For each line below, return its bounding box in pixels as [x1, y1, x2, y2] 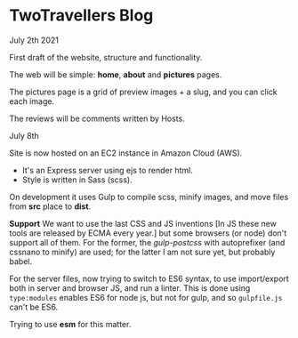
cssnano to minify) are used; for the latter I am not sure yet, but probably [9, 246, 276, 257]
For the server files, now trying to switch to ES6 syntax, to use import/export [9, 273, 289, 284]
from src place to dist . [9, 201, 92, 212]
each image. [9, 95, 55, 107]
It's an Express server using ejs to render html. [21, 165, 193, 175]
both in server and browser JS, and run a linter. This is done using [9, 282, 251, 294]
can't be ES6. [9, 302, 59, 312]
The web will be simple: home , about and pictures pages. [9, 68, 222, 80]
